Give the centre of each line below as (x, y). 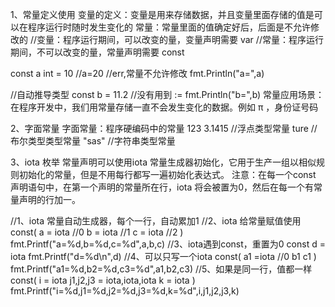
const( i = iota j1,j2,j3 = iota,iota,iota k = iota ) (103, 280)
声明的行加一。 (49, 199)
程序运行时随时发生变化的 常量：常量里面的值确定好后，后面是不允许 (169, 27)
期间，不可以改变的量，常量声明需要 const (97, 52)
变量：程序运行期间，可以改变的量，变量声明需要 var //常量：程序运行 (180, 39)
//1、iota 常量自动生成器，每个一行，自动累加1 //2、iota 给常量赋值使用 (156, 221)
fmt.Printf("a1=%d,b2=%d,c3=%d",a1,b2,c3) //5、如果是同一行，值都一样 (161, 269)
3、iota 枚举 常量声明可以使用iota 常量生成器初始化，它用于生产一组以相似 (163, 162)
